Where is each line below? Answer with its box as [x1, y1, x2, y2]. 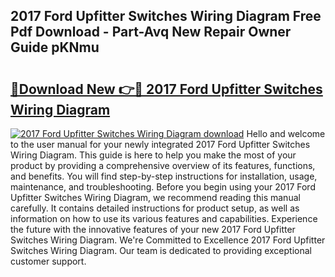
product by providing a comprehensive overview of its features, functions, [10, 160, 316, 171]
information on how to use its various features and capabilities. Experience [10, 213, 318, 224]
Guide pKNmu [10, 39, 100, 56]
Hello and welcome [246, 128, 326, 139]
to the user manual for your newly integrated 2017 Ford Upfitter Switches [10, 139, 311, 150]
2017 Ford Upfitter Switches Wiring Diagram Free [10, 8, 322, 25]
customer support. [10, 255, 87, 267]
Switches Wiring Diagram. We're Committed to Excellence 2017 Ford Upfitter [10, 234, 326, 246]
